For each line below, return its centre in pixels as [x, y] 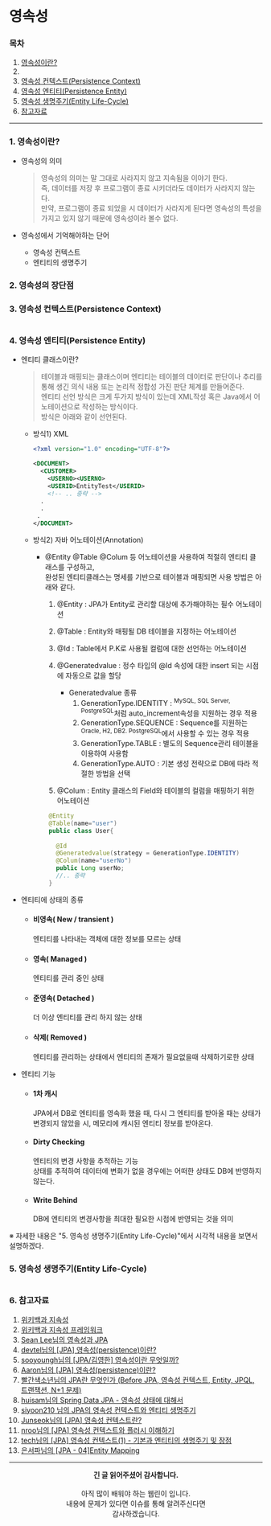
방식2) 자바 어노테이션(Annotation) [88, 540]
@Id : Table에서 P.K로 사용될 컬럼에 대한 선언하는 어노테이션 [152, 649]
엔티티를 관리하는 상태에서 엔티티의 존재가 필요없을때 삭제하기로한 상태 [144, 1056]
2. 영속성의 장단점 [42, 285]
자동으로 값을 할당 [93, 675]
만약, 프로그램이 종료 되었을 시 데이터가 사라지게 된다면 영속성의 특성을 [151, 208]
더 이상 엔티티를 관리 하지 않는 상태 [88, 1017]
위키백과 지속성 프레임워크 [62, 1329]
